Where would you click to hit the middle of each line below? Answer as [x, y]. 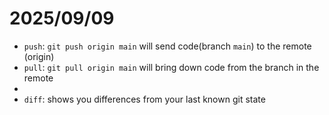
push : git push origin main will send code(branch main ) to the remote [167, 46]
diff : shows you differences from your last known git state [144, 99]
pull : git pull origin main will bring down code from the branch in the [171, 67]
